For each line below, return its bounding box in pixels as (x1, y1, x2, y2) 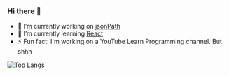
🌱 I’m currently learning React (17, 29, 104, 38)
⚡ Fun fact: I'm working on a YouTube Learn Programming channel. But (17, 38, 223, 46)
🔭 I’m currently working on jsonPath (17, 22, 120, 31)
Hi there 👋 (7, 6, 42, 16)
